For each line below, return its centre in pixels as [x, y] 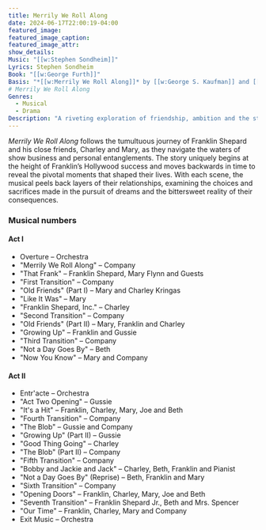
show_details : [32, 52]
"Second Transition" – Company [72, 316]
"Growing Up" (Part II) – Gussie [70, 435]
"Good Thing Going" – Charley [69, 444]
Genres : [21, 97]
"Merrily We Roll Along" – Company [78, 265]
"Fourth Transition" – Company [70, 418]
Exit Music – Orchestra [56, 520]
